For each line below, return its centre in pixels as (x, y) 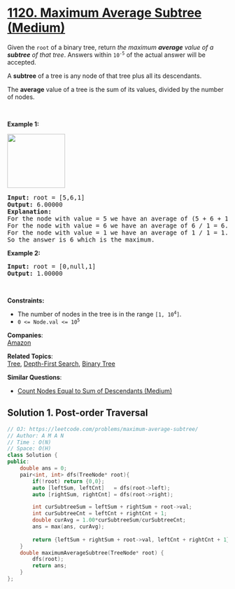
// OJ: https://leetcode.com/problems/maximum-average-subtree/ (103, 429)
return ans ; (50, 566)
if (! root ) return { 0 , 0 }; (69, 481)
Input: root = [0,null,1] (52, 266)
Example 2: (24, 253)
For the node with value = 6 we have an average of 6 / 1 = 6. (118, 225)
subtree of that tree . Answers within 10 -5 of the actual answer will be (107, 55)
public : (19, 462)
